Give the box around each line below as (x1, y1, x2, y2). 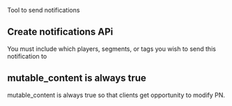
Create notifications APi (7, 26, 114, 38)
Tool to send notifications (7, 6, 80, 14)
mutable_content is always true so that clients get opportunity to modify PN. (7, 91, 225, 99)
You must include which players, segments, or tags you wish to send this (7, 45, 216, 53)
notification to (7, 52, 47, 60)
